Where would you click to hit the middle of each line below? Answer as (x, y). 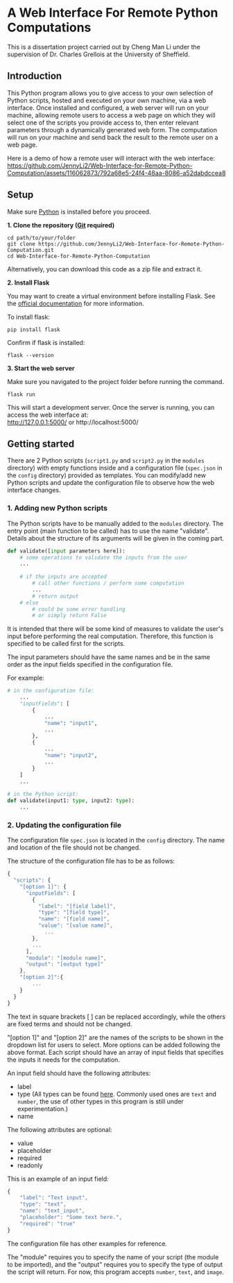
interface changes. (34, 490)
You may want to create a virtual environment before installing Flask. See (111, 296)
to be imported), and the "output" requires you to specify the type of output (115, 1264)
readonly (30, 1165)
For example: (26, 678)
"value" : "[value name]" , (75, 926)
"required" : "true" (48, 1224)
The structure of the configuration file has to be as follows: (91, 861)
